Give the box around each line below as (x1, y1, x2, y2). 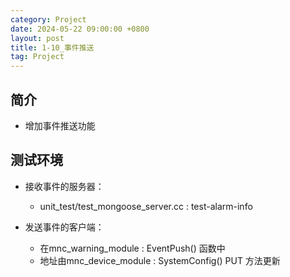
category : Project (10, 14, 87, 25)
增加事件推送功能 (24, 119, 96, 131)
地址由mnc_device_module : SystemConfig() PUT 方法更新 (39, 254, 281, 266)
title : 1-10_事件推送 (10, 42, 95, 53)
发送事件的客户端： (24, 221, 105, 233)
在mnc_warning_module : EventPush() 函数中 (39, 242, 226, 254)
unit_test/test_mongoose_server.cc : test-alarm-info (39, 200, 253, 212)
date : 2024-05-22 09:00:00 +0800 (10, 24, 150, 34)
